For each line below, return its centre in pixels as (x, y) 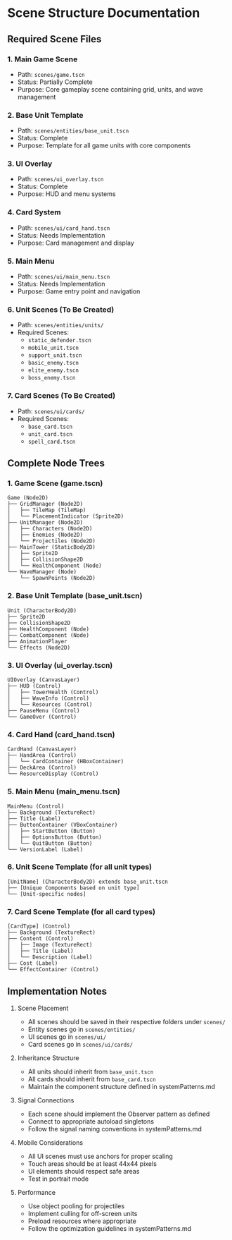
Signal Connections (46, 1100)
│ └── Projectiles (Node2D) (52, 541)
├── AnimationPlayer (38, 641)
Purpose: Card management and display (76, 243)
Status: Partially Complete (55, 82)
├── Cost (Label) (33, 964)
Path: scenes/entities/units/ (60, 325)
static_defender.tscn (59, 341)
